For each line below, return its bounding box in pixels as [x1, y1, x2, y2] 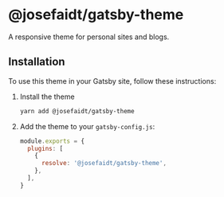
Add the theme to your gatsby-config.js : [19, 121, 155, 131]
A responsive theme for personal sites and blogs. [8, 32, 170, 41]
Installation [8, 55, 65, 69]
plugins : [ [27, 144, 64, 152]
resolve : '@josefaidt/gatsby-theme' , [41, 160, 167, 167]
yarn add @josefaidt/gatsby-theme [19, 107, 135, 115]
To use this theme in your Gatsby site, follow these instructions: [8, 76, 217, 85]
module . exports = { [19, 137, 85, 145]
